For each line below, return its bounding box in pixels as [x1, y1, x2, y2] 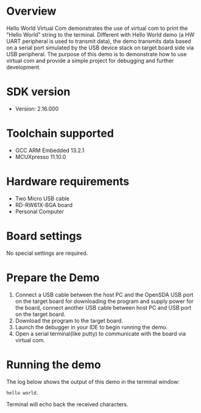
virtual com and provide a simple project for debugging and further [6, 57, 174, 64]
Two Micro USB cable [15, 194, 70, 202]
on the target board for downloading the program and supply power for [15, 298, 194, 305]
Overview [6, 4, 57, 18]
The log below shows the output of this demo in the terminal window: [6, 378, 180, 386]
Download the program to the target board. [15, 316, 124, 324]
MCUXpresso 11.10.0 [15, 153, 66, 160]
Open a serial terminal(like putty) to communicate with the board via [15, 330, 186, 337]
